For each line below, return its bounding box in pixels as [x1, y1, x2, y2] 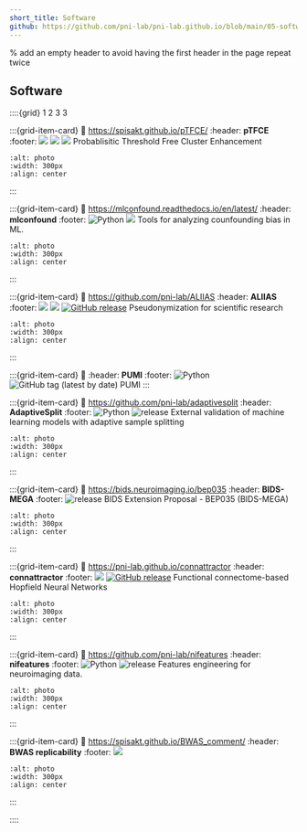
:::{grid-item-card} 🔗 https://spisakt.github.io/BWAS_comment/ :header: [9, 736, 280, 747]
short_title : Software [9, 13, 96, 23]
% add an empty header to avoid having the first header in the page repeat [9, 47, 291, 58]
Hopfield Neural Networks [9, 581, 108, 592]
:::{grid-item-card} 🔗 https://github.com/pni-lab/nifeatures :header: [9, 649, 262, 660]
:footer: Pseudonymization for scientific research [9, 303, 283, 314]
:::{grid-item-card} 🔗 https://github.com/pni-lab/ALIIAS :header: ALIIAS [9, 292, 277, 303]
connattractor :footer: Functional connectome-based [9, 572, 290, 583]
